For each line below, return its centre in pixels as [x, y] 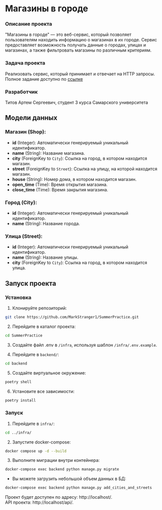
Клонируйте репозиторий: [39, 308]
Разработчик [22, 91]
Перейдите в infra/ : [33, 423]
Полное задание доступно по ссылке [44, 79]
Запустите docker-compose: [41, 442]
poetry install [21, 400]
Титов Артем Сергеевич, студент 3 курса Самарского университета [77, 103]
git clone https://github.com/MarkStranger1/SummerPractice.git [72, 317]
